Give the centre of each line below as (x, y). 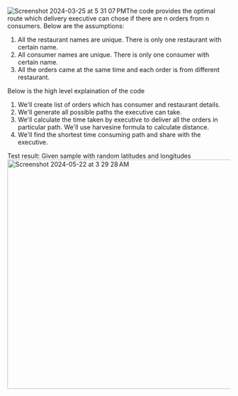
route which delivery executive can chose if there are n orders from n (108, 18)
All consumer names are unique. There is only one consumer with (113, 54)
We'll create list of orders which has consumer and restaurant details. (119, 105)
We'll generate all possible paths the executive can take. (100, 112)
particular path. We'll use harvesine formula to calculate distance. (113, 127)
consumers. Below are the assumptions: (66, 26)
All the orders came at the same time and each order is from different (119, 70)
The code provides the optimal (171, 11)
